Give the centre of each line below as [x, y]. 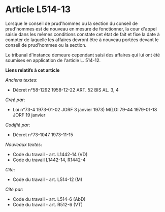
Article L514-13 [38, 9]
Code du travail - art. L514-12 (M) [47, 179]
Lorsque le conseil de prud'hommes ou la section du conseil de [72, 23]
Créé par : [15, 100]
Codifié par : [18, 125]
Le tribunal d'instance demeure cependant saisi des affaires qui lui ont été [83, 55]
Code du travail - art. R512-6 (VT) [47, 204]
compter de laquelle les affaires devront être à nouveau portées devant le [82, 40]
